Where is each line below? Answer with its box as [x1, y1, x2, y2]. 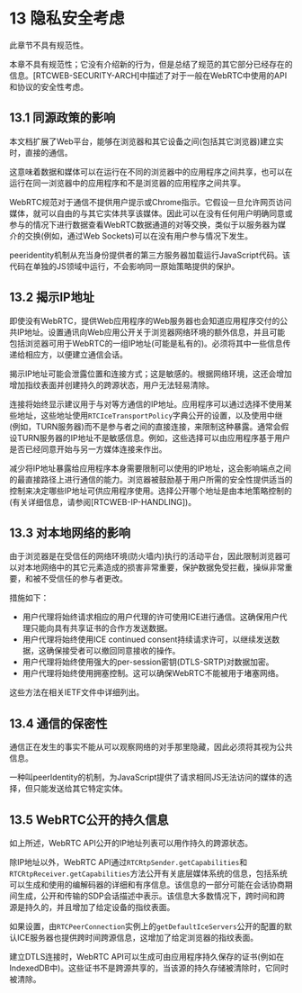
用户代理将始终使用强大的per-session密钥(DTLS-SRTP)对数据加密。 [22, 656, 274, 667]
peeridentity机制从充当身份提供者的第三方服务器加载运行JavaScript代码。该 [9, 249, 290, 260]
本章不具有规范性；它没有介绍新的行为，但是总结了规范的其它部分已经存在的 [9, 59, 293, 69]
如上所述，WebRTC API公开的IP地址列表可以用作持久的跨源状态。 [9, 838, 253, 848]
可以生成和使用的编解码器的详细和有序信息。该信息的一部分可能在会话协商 [9, 880, 285, 889]
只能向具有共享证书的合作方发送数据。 [30, 623, 173, 634]
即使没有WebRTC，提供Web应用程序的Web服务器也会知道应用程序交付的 [9, 315, 280, 326]
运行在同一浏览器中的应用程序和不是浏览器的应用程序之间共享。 [9, 177, 245, 188]
